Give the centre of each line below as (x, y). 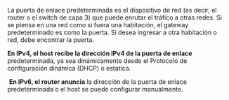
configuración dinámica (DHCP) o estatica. (69, 68)
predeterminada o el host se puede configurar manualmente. (96, 89)
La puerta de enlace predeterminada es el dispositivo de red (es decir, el (112, 10)
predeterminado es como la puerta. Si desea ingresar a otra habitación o (112, 32)
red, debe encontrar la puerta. (51, 40)
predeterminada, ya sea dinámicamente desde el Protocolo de (97, 61)
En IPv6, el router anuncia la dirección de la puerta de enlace (98, 82)
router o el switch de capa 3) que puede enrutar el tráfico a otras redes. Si (115, 17)
